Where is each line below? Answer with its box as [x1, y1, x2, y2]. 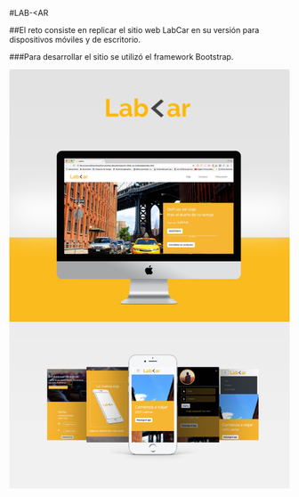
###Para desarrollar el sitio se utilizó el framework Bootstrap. [9, 52, 234, 61]
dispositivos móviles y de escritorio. [9, 35, 141, 45]
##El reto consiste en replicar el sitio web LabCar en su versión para [9, 25, 260, 35]
